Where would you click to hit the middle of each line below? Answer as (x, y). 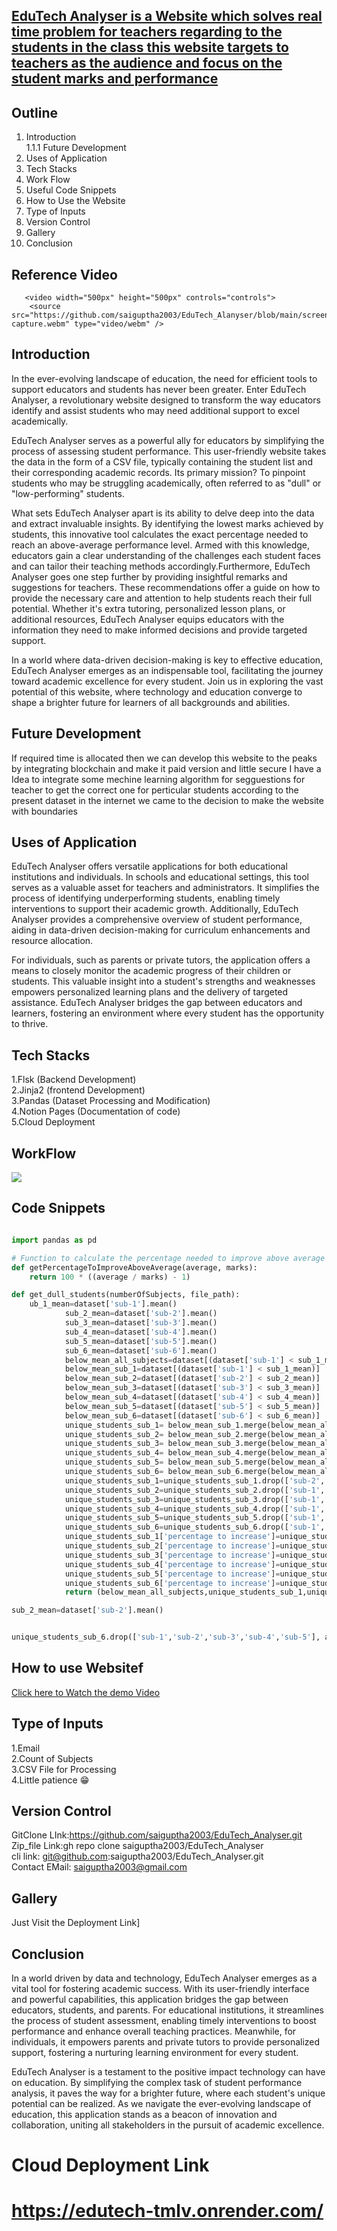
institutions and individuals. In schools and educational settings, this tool (160, 877)
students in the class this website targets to (150, 47)
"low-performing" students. (68, 493)
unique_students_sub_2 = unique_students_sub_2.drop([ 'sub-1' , (195, 1490)
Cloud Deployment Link (110, 2165)
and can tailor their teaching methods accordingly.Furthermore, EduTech (161, 566)
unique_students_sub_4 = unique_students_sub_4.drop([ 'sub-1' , (195, 1509)
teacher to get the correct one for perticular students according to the (155, 790)
